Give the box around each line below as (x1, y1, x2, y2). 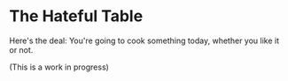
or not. (9, 44, 34, 55)
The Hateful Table (9, 6, 144, 26)
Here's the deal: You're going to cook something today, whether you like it (9, 35, 280, 46)
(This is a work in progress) (9, 62, 109, 72)
